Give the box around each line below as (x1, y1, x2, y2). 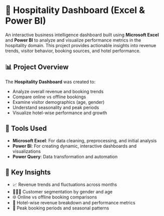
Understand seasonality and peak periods (12, 104, 99, 110)
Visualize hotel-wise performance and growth (12, 110, 107, 116)
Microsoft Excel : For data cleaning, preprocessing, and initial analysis (12, 137, 157, 143)
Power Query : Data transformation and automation (12, 153, 118, 159)
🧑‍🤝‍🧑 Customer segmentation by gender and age (12, 189, 113, 195)
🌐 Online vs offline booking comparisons (12, 194, 97, 200)
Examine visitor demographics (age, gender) (12, 99, 105, 105)
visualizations (12, 148, 41, 154)
